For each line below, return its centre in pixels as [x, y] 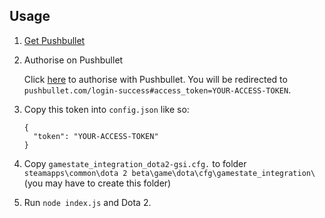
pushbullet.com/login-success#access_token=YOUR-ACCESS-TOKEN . [157, 90]
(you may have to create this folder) [97, 183]
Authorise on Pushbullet [73, 60]
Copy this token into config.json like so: [106, 109]
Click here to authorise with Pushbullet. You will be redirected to [155, 79]
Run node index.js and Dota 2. [87, 202]
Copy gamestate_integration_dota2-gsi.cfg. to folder [135, 163]
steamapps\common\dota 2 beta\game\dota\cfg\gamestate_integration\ [169, 173]
